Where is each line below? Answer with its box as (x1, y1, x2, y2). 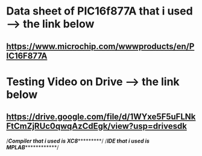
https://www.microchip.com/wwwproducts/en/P (6, 41, 195, 51)
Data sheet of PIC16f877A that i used (6, 4, 193, 18)
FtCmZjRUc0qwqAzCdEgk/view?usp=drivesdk (6, 121, 187, 131)
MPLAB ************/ (6, 143, 59, 151)
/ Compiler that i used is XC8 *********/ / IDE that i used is (6, 137, 150, 145)
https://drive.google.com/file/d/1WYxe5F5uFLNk (6, 112, 196, 122)
